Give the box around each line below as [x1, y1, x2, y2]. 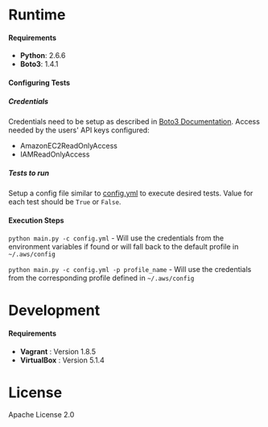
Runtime [8, 6, 66, 24]
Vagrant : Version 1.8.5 [19, 346, 97, 356]
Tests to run [8, 168, 50, 178]
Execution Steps [8, 216, 64, 225]
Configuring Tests [8, 77, 71, 87]
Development [8, 301, 101, 320]
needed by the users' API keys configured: [8, 125, 150, 135]
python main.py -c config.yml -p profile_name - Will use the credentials [8, 265, 252, 274]
